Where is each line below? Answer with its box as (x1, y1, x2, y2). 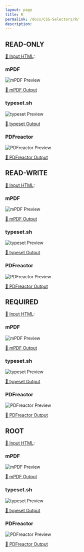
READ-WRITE (5, 169, 47, 177)
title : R (5, 12, 23, 17)
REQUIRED (5, 298, 38, 306)
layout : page (5, 7, 32, 13)
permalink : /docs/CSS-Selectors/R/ (5, 17, 79, 22)
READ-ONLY (5, 40, 44, 48)
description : (5, 21, 32, 27)
